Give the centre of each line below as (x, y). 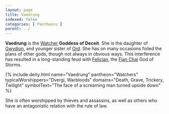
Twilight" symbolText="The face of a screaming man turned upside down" (83, 85)
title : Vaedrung (22, 15)
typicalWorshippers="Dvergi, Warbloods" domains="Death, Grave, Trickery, (84, 80)
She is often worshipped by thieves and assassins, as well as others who (81, 101)
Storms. (13, 65)
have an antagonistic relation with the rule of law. (57, 106)
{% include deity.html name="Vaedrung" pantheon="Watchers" (72, 74)
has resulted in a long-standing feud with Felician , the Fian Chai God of (79, 59)
